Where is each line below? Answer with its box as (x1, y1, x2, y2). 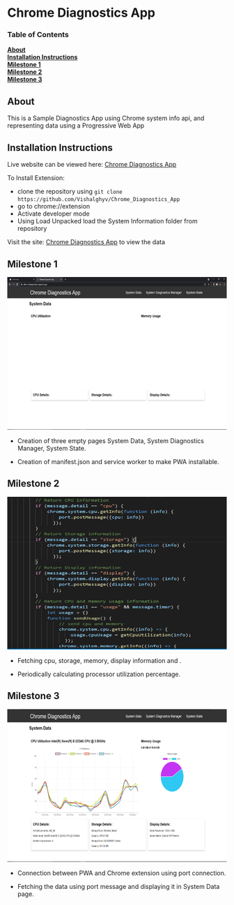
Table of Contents (7, 30, 70, 40)
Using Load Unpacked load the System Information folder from (17, 217, 198, 225)
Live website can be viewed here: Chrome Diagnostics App (7, 160, 177, 169)
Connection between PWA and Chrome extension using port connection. (17, 869, 226, 877)
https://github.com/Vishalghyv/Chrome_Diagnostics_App (17, 196, 180, 203)
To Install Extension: (7, 174, 65, 182)
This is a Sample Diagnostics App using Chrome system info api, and (7, 114, 205, 123)
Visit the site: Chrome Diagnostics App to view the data (7, 238, 166, 246)
